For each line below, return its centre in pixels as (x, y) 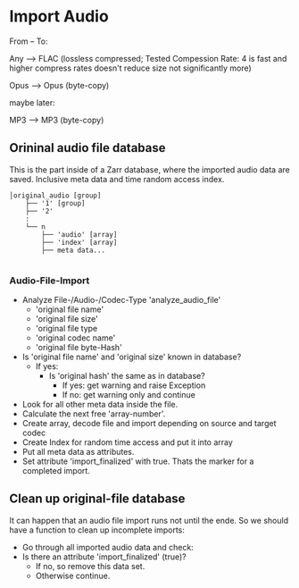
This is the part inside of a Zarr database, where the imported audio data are (149, 169)
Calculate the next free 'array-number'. (94, 414)
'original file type (66, 329)
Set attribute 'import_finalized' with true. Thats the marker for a (138, 461)
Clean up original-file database (97, 499)
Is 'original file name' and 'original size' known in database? (132, 357)
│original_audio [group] (55, 195)
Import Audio (59, 17)
